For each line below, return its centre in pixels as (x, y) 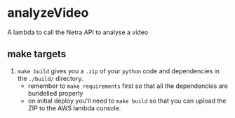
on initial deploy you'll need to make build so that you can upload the (127, 101)
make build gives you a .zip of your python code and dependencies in (118, 71)
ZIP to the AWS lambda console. (74, 108)
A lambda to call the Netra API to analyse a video (78, 32)
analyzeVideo (48, 13)
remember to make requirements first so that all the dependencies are (128, 86)
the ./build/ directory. (50, 78)
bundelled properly (55, 93)
